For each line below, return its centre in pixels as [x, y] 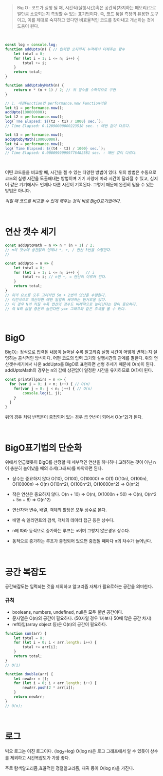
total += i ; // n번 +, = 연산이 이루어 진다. [65, 277]
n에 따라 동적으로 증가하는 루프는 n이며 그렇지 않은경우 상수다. [71, 531]
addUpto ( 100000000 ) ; [26, 112]
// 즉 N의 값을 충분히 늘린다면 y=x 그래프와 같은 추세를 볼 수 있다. [66, 309]
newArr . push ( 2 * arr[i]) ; [49, 688]
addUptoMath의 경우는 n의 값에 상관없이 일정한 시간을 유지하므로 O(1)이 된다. [79, 370]
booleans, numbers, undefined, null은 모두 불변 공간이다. [68, 612]
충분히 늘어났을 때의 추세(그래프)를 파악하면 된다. [56, 468]
